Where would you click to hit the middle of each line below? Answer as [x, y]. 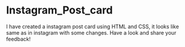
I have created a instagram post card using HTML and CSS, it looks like [92, 26]
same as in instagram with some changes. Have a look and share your [91, 32]
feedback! [18, 39]
